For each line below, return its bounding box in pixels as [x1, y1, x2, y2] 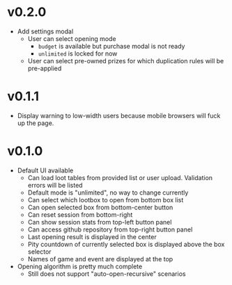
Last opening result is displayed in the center [27, 232, 157, 241]
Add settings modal [17, 27, 74, 35]
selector [27, 247, 52, 256]
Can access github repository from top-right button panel [27, 225, 193, 234]
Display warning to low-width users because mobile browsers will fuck [17, 111, 221, 120]
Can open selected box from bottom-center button [27, 203, 173, 211]
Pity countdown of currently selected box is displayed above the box [27, 240, 225, 248]
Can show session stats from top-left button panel [27, 218, 172, 226]
